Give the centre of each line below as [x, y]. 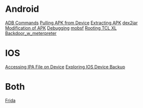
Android [22, 9]
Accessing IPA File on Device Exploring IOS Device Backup [65, 67]
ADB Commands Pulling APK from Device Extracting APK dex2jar [71, 23]
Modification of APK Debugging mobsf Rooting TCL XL [61, 28]
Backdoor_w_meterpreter [31, 33]
